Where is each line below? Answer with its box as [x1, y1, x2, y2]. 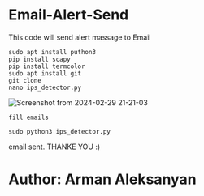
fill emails [8, 113, 49, 121]
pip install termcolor [8, 62, 85, 70]
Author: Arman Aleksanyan [8, 170, 197, 189]
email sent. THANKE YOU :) [8, 142, 101, 151]
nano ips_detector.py [8, 83, 82, 92]
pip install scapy [8, 55, 71, 63]
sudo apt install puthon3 [8, 48, 96, 56]
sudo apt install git [8, 69, 82, 78]
